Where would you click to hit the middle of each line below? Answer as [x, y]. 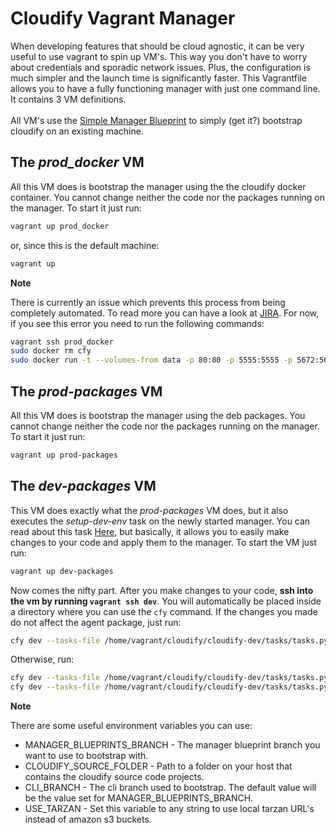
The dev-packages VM [83, 486]
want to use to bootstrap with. [86, 756]
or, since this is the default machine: [85, 245]
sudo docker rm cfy [51, 351]
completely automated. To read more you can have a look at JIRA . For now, [165, 313]
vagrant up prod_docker [60, 226]
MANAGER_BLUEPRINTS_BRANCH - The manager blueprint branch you [172, 745]
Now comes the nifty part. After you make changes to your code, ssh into [162, 590]
